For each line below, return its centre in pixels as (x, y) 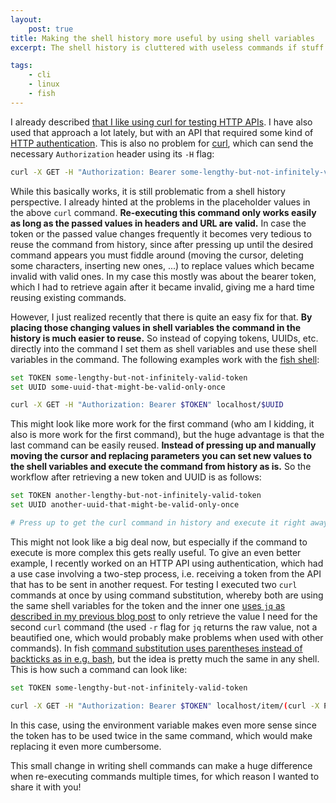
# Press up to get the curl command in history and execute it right (158, 523)
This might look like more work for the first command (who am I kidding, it (162, 424)
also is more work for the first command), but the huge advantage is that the (167, 435)
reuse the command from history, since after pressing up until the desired (162, 244)
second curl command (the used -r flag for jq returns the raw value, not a (164, 627)
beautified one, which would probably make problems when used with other (167, 637)
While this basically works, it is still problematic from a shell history (148, 191)
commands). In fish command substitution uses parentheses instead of (156, 648)
